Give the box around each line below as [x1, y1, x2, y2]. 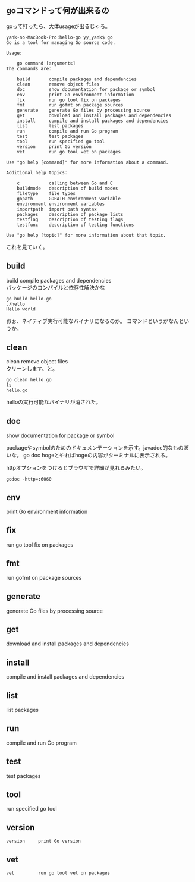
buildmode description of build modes [17, 185, 118, 192]
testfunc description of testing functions [17, 222, 134, 228]
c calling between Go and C [17, 180, 113, 186]
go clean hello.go [6, 377, 52, 383]
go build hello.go [6, 296, 52, 302]
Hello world [6, 306, 36, 312]
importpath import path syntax [17, 206, 97, 212]
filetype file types [17, 190, 76, 196]
